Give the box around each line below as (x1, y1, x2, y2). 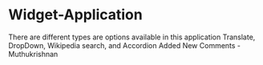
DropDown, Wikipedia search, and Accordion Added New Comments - (8, 40, 241, 50)
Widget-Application (8, 6, 143, 24)
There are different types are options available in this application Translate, (8, 32, 256, 42)
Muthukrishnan (8, 49, 59, 59)
